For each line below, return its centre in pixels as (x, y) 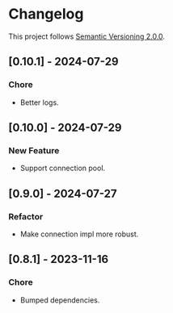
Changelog (46, 14)
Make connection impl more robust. (79, 234)
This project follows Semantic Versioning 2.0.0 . (87, 36)
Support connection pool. (63, 168)
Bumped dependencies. (60, 300)
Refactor (26, 216)
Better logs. (39, 102)
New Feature (34, 150)
